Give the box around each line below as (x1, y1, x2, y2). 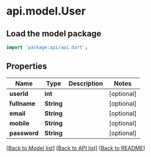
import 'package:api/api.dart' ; (6, 44, 88, 50)
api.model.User (6, 4, 86, 18)
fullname (9, 99, 36, 107)
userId (9, 89, 29, 98)
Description (69, 79, 103, 87)
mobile (9, 119, 30, 127)
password (9, 129, 39, 137)
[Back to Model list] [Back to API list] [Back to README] (6, 144, 146, 152)
